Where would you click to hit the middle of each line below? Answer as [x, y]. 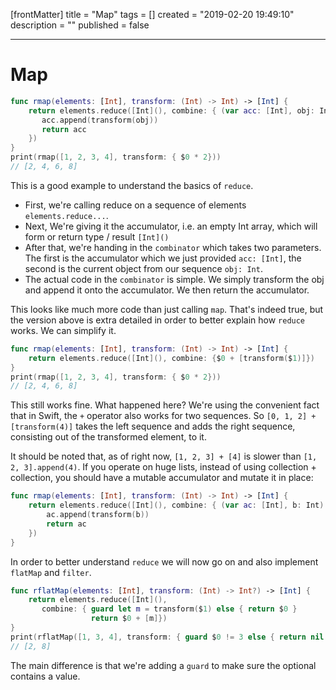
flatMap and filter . [51, 572]
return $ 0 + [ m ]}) [129, 619]
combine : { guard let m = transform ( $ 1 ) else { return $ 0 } [169, 609]
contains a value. [45, 676]
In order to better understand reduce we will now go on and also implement [164, 561]
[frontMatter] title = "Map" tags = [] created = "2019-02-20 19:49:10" [152, 14]
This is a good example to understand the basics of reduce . [132, 185]
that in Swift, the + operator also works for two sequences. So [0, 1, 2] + [163, 416]
